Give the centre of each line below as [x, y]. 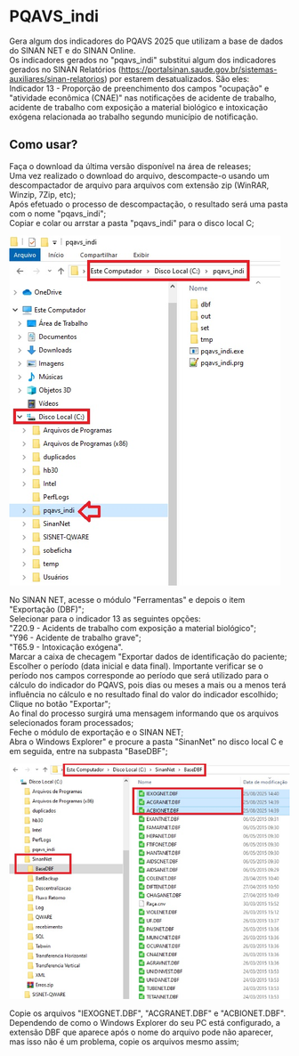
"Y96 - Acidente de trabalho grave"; [76, 638]
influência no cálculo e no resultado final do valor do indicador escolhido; [144, 694]
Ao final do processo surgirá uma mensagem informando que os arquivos [144, 713]
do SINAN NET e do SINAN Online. [73, 50]
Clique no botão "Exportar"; [60, 703]
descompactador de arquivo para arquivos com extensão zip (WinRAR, [139, 185]
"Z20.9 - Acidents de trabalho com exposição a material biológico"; [133, 628]
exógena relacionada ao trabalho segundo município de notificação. [134, 117]
